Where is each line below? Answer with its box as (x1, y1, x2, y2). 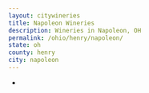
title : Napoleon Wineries (8, 19, 95, 27)
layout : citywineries (8, 11, 81, 20)
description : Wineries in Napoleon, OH (8, 26, 142, 34)
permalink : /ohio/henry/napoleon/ (8, 33, 124, 42)
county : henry (8, 48, 56, 56)
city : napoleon (8, 56, 59, 64)
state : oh (8, 41, 42, 49)
